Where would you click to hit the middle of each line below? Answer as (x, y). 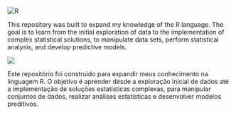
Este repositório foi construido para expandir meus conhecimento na (108, 74)
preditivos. (23, 104)
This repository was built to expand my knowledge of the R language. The (116, 24)
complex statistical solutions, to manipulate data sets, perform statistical (113, 40)
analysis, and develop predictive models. (67, 47)
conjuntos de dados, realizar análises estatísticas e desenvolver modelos (114, 96)
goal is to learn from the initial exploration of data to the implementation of (116, 32)
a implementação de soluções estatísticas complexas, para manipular (109, 89)
